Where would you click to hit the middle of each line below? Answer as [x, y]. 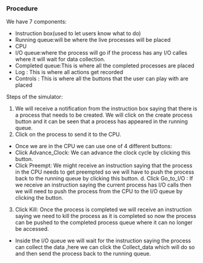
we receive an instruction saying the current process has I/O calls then [103, 185]
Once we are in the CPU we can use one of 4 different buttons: [94, 146]
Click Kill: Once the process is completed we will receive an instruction [103, 210]
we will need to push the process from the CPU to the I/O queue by [99, 191]
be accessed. [32, 229]
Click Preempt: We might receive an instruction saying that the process [104, 166]
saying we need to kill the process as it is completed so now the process [105, 216]
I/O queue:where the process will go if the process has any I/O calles [101, 53]
